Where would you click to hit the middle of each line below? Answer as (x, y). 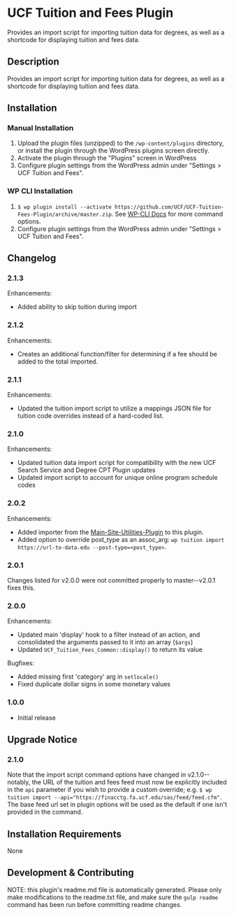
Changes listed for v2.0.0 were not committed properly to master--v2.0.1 (111, 580)
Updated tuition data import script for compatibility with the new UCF (117, 463)
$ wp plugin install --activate (64, 207)
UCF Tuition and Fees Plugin (90, 13)
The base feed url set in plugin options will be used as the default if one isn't (117, 805)
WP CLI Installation (40, 191)
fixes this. (21, 588)
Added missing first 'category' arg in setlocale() (88, 676)
